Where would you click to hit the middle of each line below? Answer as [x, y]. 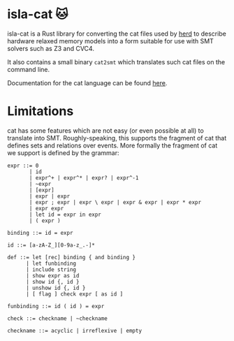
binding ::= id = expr [40, 233]
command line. [29, 69]
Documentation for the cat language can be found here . [87, 82]
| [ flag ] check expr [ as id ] [74, 294]
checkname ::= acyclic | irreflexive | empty [74, 331]
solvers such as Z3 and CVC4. [51, 48]
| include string [51, 269]
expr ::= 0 [23, 166]
